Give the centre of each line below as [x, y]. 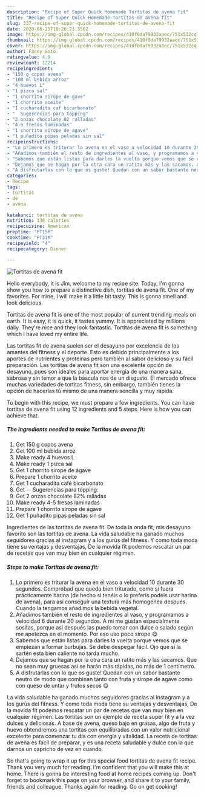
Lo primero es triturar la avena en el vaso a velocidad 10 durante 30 [100, 582]
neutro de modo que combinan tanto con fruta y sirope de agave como [104, 679]
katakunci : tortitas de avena [45, 215]
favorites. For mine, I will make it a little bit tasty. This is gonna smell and [97, 296]
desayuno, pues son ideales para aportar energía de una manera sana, [95, 371]
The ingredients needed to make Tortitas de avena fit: [76, 430]
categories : [22, 176]
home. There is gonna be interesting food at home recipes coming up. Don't [101, 774]
